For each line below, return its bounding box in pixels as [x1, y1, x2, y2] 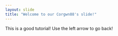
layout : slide [5, 7, 35, 12]
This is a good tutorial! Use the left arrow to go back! [5, 25, 113, 31]
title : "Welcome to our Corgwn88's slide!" [5, 12, 97, 17]
